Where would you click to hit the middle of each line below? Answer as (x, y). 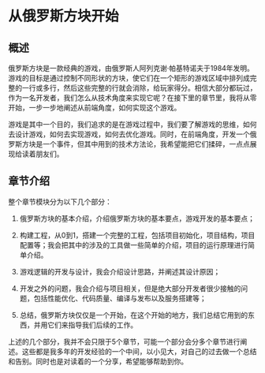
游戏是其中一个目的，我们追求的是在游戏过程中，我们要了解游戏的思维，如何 (132, 124)
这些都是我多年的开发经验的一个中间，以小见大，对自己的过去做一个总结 (139, 351)
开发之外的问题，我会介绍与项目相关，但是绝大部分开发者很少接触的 (130, 288)
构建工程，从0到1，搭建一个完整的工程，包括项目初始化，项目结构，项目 (137, 235)
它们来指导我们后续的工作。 (92, 325)
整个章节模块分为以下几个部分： (60, 201)
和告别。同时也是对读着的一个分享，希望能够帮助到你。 (98, 361)
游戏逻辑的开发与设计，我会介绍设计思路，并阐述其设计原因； (120, 271)
